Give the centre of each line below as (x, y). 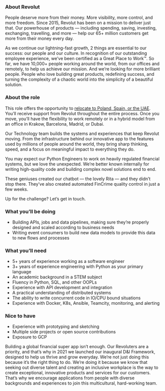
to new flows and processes (41, 238)
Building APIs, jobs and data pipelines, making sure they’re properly (81, 222)
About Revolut (23, 7)
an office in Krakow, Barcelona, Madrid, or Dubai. (55, 124)
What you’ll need (26, 251)
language (22, 272)
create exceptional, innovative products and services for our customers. (78, 373)
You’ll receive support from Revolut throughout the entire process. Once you (82, 113)
